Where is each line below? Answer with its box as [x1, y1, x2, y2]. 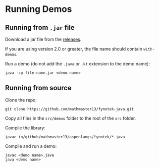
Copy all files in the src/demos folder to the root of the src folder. [5, 115, 136, 121]
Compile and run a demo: [5, 143, 57, 149]
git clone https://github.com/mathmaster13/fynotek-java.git [5, 107, 134, 111]
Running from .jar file [5, 23, 75, 32]
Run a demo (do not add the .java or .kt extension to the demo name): [5, 61, 150, 66]
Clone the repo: [5, 97, 37, 103]
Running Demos [5, 3, 72, 15]
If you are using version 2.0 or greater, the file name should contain [5, 46, 143, 52]
